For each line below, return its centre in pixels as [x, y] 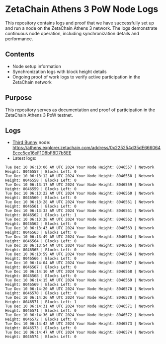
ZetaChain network [32, 82]
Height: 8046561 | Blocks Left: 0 [41, 206]
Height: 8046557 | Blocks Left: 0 [41, 172]
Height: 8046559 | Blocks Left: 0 [41, 189]
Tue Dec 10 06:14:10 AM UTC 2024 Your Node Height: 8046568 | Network [80, 272]
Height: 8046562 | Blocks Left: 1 [41, 215]
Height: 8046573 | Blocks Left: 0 [41, 328]
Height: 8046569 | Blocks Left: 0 [41, 285]
